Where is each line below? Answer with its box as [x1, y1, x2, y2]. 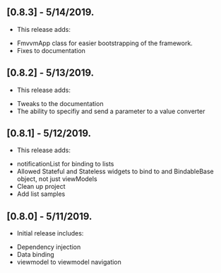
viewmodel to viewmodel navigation [16, 258, 121, 267]
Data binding [16, 250, 54, 259]
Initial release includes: [16, 229, 84, 238]
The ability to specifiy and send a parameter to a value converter [16, 107, 205, 115]
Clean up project [16, 182, 66, 191]
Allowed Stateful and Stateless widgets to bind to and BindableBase [16, 167, 214, 176]
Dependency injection [16, 243, 81, 251]
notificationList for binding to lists [16, 160, 114, 168]
